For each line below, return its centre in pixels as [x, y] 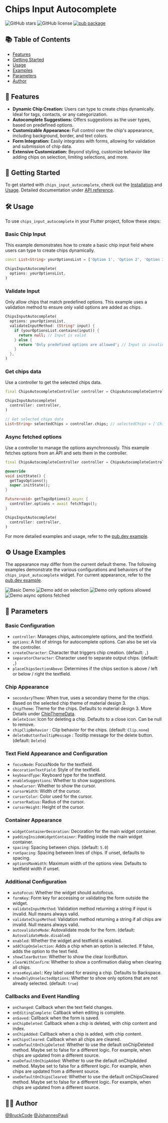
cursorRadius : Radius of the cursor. [48, 802]
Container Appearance [33, 820]
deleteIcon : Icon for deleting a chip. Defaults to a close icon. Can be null [87, 719]
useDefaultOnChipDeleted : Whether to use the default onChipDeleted [83, 1045]
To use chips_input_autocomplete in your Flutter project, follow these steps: [83, 221]
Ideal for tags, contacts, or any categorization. [60, 114]
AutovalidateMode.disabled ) [41, 935]
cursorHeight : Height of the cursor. [48, 807]
